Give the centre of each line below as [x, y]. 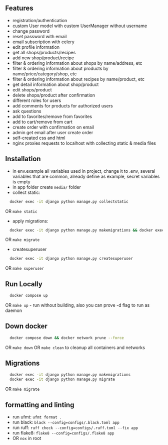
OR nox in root [27, 438]
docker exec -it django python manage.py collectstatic [69, 201]
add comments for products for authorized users [63, 105]
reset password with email [39, 36]
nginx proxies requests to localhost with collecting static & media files [84, 143]
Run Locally [24, 284]
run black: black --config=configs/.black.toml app [66, 422]
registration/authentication [40, 20]
